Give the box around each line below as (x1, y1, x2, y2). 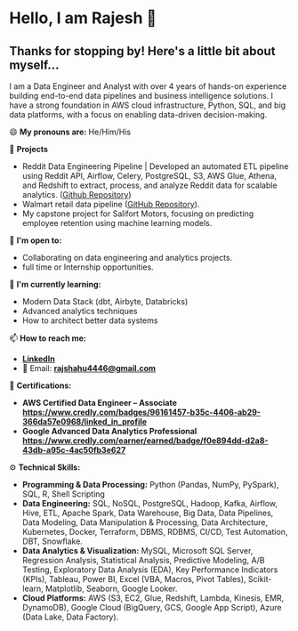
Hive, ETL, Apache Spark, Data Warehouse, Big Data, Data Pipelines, (21, 507, 274, 518)
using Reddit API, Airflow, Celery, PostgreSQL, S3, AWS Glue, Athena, (21, 171, 278, 181)
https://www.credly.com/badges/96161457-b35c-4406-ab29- (21, 407, 261, 417)
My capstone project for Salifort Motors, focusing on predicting (21, 208, 254, 219)
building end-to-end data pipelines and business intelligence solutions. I (9, 91, 274, 101)
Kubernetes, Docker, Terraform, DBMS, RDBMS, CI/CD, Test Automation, (21, 527, 288, 537)
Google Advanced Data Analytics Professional (21, 426, 197, 436)
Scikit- (247, 574, 272, 584)
